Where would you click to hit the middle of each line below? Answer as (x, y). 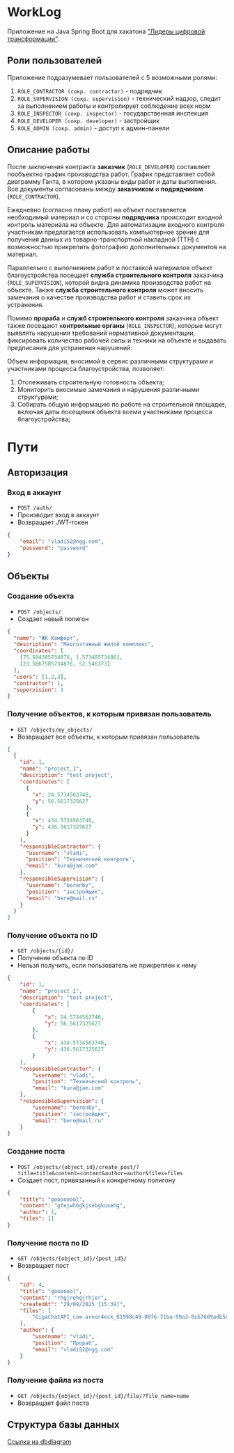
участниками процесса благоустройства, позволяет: (86, 368)
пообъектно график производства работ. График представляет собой (111, 174)
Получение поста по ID (48, 1243)
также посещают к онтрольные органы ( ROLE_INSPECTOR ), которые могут (115, 325)
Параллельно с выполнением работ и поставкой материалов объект (110, 267)
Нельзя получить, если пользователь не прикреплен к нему (107, 966)
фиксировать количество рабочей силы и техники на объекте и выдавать (117, 340)
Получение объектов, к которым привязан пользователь (109, 714)
